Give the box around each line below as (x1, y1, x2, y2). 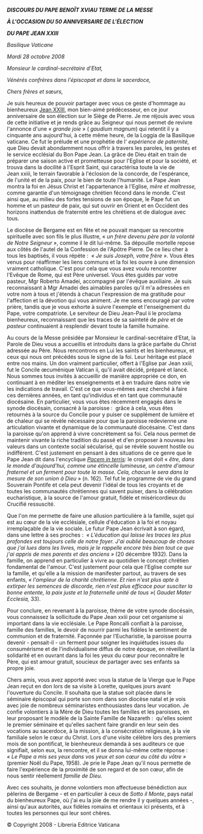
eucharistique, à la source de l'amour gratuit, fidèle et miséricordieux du (7, 494, 186, 501)
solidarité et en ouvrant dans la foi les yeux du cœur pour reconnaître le (7, 652, 185, 659)
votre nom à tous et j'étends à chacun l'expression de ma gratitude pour (7, 290, 186, 297)
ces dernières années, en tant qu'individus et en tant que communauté (7, 392, 183, 399)
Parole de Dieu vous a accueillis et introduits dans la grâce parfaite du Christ (7, 341, 197, 347)
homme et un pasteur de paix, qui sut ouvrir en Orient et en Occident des (7, 202, 189, 209)
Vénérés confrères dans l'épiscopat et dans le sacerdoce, (7, 76, 151, 83)
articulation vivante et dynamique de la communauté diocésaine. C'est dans (7, 424, 195, 431)
